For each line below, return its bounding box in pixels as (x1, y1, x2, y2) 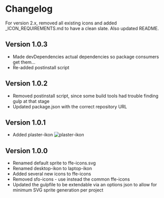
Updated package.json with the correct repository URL (12, 103, 127, 109)
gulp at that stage (12, 98, 50, 104)
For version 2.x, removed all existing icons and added (5, 20, 117, 26)
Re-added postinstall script (12, 64, 70, 70)
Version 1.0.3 (5, 40, 48, 49)
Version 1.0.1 (5, 118, 46, 127)
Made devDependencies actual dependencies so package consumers (12, 53, 159, 60)
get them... (12, 59, 36, 65)
